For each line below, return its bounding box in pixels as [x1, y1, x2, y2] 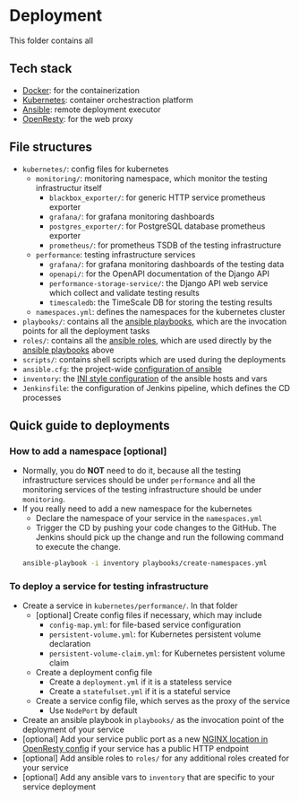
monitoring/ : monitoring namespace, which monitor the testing [35, 172, 269, 184]
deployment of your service [21, 724, 125, 736]
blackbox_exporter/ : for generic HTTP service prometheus [48, 192, 266, 203]
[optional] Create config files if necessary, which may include [35, 610, 262, 621]
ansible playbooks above [21, 344, 115, 355]
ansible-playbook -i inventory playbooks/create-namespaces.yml [21, 559, 268, 568]
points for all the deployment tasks [21, 325, 150, 336]
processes [21, 392, 62, 403]
